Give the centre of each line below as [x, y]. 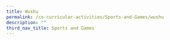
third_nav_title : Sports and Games [50, 28]
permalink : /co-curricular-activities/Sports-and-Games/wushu [85, 17]
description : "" [26, 22]
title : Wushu [22, 11]
